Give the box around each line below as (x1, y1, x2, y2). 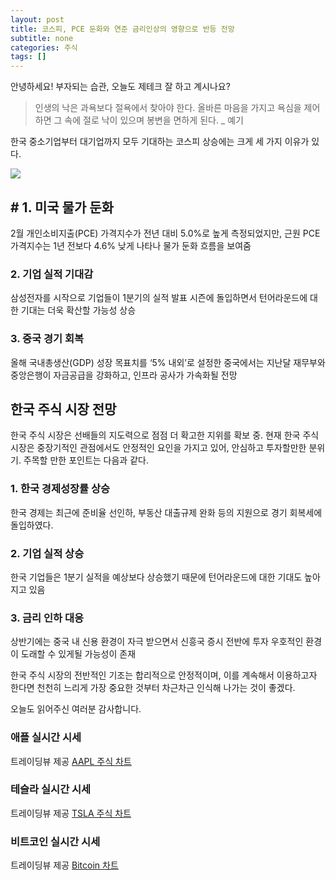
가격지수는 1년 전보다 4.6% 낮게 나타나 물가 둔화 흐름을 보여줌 (10, 239, 252, 251)
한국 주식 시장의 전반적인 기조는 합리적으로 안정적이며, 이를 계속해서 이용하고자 (10, 669, 318, 681)
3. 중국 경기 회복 (10, 332, 85, 346)
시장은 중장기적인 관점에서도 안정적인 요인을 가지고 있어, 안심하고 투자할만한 (10, 442, 307, 454)
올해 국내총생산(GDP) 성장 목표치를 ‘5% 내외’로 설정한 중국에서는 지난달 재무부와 (10, 356, 326, 368)
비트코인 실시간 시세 (10, 834, 101, 848)
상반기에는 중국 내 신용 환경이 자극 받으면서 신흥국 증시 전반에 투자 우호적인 (10, 636, 304, 648)
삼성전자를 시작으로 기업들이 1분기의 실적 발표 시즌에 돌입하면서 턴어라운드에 (10, 292, 308, 304)
